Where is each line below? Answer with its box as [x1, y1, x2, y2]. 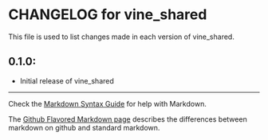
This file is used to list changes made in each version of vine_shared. [8, 32, 235, 41]
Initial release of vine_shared [19, 76, 114, 85]
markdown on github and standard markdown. [8, 122, 160, 132]
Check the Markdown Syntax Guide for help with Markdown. [8, 99, 207, 108]
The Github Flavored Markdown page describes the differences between [8, 114, 247, 124]
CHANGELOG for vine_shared [8, 6, 207, 24]
